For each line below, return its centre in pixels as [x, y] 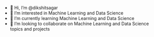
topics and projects [30, 29]
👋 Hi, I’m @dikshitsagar [34, 8]
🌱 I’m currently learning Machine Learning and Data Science [72, 18]
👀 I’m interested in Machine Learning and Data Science [67, 13]
